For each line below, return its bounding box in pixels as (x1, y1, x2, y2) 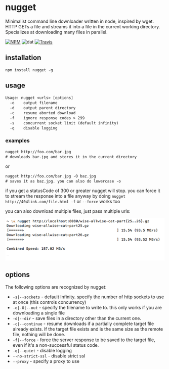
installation (5, 54, 41, 62)
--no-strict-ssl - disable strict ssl (12, 353, 86, 359)
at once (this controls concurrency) (12, 299, 87, 305)
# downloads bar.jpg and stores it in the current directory (5, 154, 137, 159)
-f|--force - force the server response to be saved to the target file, (12, 337, 155, 343)
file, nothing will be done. (12, 331, 66, 337)
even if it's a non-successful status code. (12, 342, 99, 348)
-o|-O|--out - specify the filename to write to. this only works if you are (12, 304, 162, 310)
